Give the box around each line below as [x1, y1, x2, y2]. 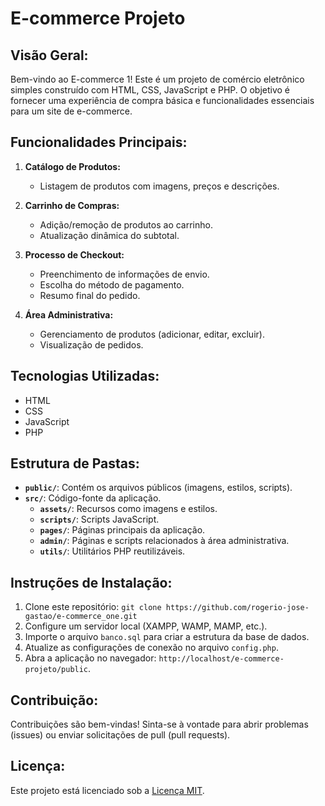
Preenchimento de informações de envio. [39, 268, 210, 280]
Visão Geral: [10, 47, 89, 64]
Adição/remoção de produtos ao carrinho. [39, 218, 213, 231]
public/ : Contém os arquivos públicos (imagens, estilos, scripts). [24, 482, 293, 494]
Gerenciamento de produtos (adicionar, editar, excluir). [39, 328, 265, 340]
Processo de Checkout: [24, 248, 125, 261]
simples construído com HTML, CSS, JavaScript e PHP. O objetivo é [10, 84, 290, 96]
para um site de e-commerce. [10, 105, 133, 117]
